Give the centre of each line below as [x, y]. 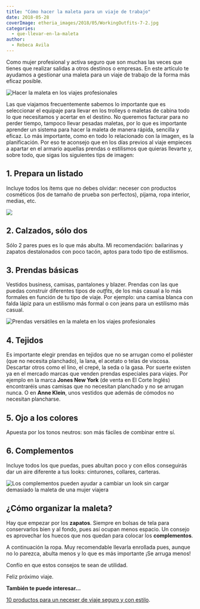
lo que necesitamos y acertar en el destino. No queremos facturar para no [97, 116]
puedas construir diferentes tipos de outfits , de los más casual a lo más [94, 291]
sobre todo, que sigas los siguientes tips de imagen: [70, 155]
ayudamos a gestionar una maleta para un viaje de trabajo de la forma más [98, 75]
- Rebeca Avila [30, 45]
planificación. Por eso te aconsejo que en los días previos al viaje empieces [99, 142]
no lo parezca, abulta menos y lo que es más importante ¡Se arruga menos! [99, 553]
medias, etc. [21, 201]
